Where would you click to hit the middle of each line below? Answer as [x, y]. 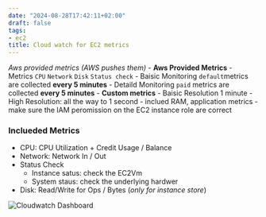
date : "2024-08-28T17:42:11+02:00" [67, 15]
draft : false [30, 23]
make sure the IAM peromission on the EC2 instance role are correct [120, 110]
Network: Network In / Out [63, 157]
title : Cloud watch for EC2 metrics [69, 45]
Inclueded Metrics [44, 130]
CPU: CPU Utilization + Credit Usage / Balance [96, 148]
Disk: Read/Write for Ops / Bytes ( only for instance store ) [113, 190]
